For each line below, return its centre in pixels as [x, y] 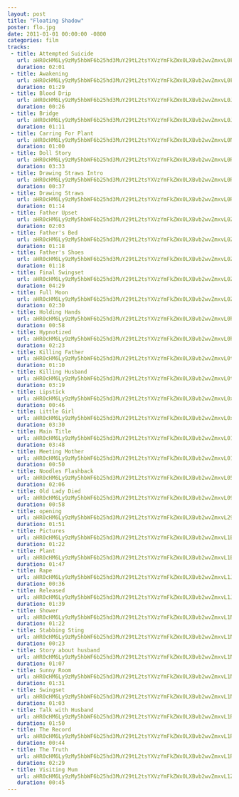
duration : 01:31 [41, 684]
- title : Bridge [34, 113]
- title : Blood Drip [41, 93]
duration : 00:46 [41, 405]
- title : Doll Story [41, 153]
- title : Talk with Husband [52, 710]
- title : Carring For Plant [52, 133]
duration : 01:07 [41, 664]
